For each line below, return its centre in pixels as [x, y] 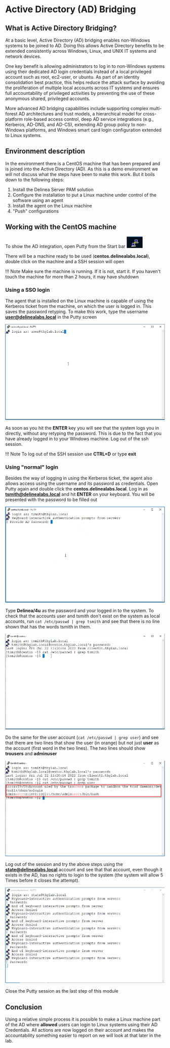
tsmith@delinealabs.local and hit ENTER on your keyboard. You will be [80, 494]
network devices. [23, 56]
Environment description [45, 151]
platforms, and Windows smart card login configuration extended [94, 130]
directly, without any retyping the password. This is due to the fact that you [83, 433]
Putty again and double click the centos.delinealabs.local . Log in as [77, 488]
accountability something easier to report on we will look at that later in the [83, 1035]
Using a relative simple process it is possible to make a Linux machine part [83, 1019]
